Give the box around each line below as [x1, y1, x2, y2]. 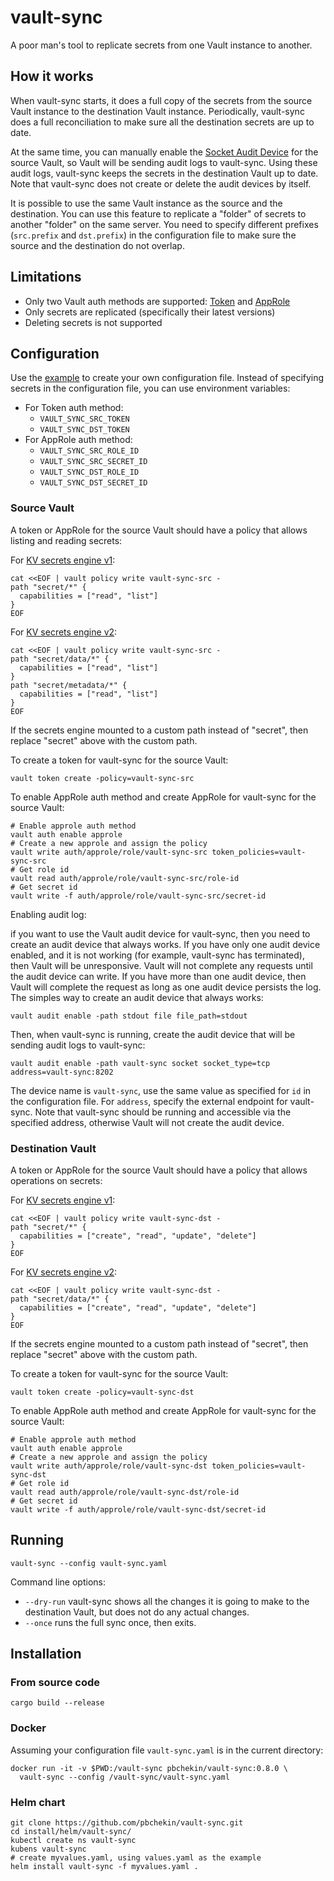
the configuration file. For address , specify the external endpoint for [10, 1095, 288, 1107]
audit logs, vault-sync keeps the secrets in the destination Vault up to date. [10, 167, 319, 179]
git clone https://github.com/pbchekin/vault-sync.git [10, 1818, 244, 1828]
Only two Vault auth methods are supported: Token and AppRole [24, 295, 291, 307]
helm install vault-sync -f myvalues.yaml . [10, 1862, 199, 1872]
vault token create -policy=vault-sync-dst [10, 1387, 195, 1397]
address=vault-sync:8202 [10, 1067, 114, 1077]
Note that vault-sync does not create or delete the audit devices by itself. [10, 177, 312, 190]
